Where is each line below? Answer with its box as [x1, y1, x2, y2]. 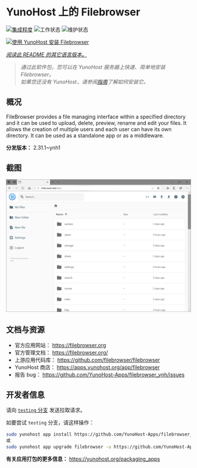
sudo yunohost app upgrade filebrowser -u [6, 444, 111, 450]
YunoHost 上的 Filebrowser [6, 5, 141, 19]
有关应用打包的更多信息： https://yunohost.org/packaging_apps [6, 456, 160, 463]
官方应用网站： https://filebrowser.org [14, 341, 107, 348]
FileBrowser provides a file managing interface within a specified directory [6, 113, 186, 120]
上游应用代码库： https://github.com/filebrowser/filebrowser [14, 356, 160, 363]
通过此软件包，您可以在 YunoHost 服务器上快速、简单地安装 [20, 63, 166, 71]
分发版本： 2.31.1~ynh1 [6, 144, 60, 151]
